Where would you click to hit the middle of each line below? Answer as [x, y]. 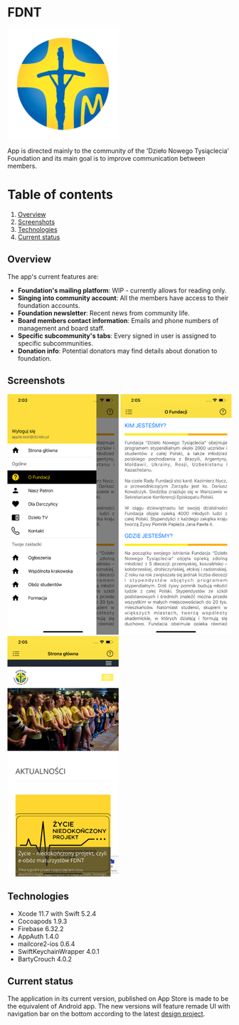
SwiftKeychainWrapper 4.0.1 [58, 951]
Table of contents [60, 195]
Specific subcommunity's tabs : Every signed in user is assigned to [117, 336]
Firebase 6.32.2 [41, 928]
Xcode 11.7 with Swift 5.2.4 [57, 913]
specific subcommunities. [55, 343]
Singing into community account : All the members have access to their [123, 298]
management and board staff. [61, 328]
